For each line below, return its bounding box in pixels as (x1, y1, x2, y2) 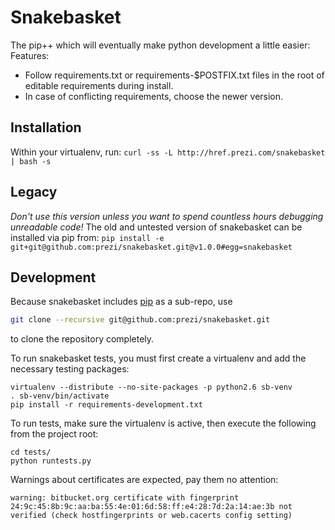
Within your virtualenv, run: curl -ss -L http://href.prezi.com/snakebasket (10, 146, 326, 158)
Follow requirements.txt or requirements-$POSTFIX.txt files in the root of (24, 69, 325, 81)
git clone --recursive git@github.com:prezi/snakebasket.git (10, 315, 271, 325)
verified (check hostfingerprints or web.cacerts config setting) (10, 511, 293, 521)
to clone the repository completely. (10, 333, 155, 345)
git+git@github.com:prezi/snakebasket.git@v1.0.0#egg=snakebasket (10, 242, 293, 252)
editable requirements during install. (24, 79, 174, 91)
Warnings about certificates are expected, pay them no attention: (10, 474, 279, 486)
